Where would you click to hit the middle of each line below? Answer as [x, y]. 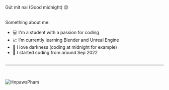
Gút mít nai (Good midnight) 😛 [37, 7]
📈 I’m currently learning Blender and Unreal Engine [66, 40]
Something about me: [27, 22]
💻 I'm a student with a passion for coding [56, 32]
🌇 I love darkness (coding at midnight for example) [65, 47]
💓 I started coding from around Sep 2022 [55, 53]
